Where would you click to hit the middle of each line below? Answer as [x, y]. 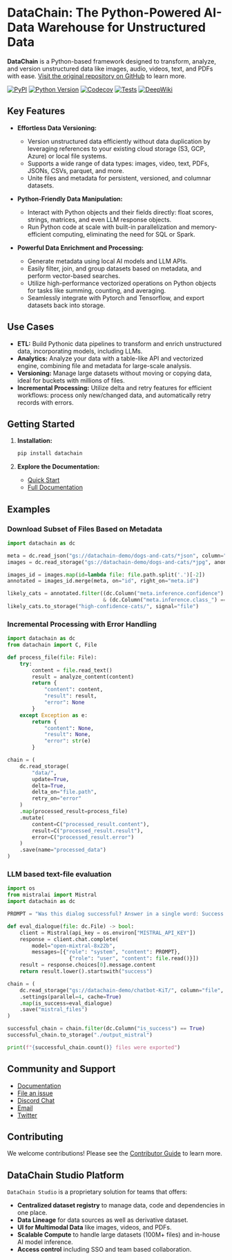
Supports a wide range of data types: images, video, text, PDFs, [118, 163]
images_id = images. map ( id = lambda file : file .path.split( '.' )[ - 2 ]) [106, 575]
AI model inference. [45, 1242]
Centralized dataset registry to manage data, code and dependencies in [121, 1205]
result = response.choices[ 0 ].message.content [88, 965]
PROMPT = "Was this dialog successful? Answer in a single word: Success [116, 914]
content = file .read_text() [72, 670]
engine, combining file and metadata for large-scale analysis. [104, 365]
